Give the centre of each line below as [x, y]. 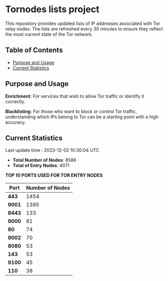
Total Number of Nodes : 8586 [44, 160]
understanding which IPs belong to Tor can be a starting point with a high [82, 117]
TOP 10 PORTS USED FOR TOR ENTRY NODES [54, 175]
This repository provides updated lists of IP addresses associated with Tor [83, 23]
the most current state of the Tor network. [49, 34]
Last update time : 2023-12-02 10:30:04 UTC [52, 150]
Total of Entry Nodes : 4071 [41, 166]
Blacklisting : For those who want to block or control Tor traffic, [71, 111]
